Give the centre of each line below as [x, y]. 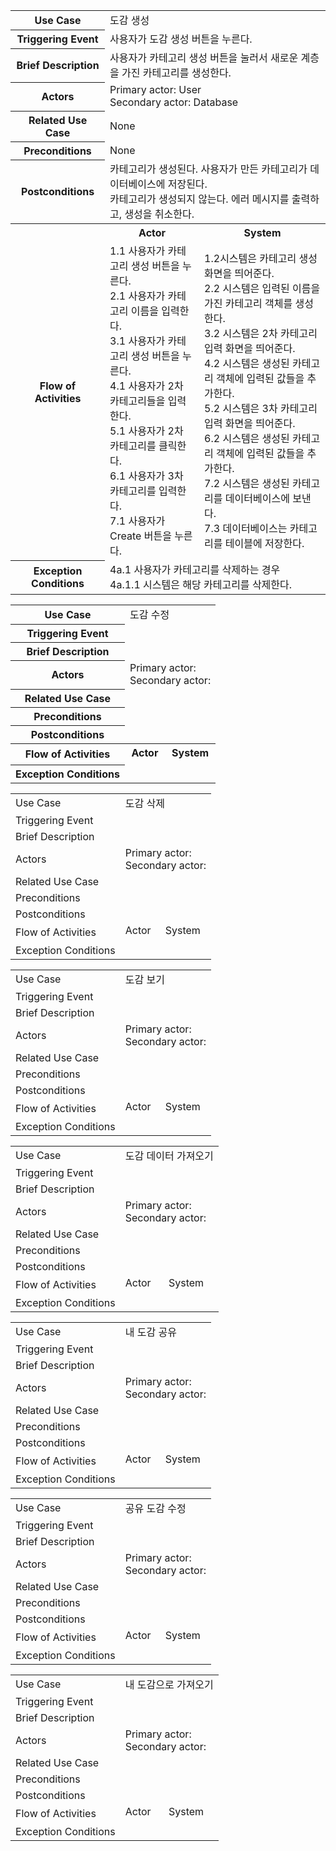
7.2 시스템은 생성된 [247, 483]
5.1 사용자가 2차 [146, 431]
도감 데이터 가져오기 [169, 1156]
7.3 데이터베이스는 [246, 528]
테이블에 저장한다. [264, 543]
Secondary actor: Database [174, 102]
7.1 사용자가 [137, 521]
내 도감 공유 [150, 1332]
